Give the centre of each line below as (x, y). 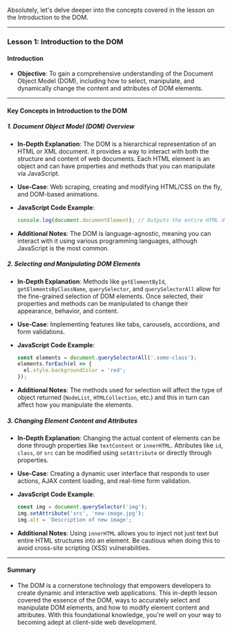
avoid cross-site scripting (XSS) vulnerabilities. (84, 548)
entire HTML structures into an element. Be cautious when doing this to (118, 540)
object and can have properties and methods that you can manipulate (116, 166)
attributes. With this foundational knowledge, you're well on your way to (119, 614)
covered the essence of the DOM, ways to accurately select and (108, 600)
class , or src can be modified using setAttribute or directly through (114, 453)
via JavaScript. (38, 173)
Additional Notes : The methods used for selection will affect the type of (120, 390)
